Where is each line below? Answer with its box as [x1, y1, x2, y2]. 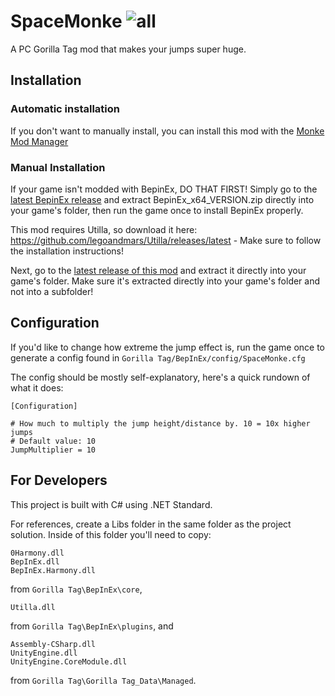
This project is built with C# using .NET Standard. [10, 498, 213, 510]
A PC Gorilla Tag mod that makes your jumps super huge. [10, 43, 247, 55]
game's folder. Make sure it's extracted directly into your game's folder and [10, 275, 321, 287]
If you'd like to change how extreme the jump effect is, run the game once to [10, 341, 326, 353]
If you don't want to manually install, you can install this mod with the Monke [10, 125, 325, 137]
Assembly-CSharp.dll [10, 639, 97, 649]
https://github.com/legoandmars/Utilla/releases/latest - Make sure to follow [10, 234, 322, 246]
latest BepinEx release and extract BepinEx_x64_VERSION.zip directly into [10, 193, 315, 205]
